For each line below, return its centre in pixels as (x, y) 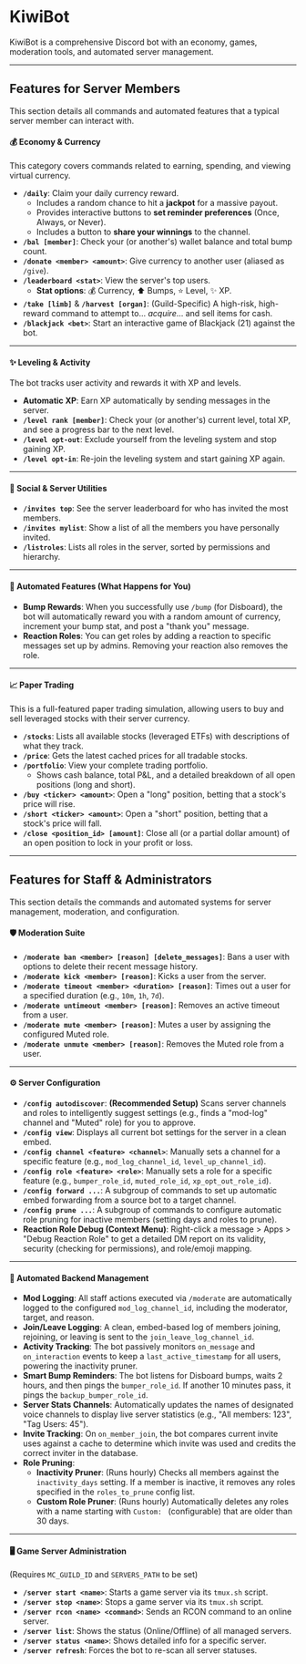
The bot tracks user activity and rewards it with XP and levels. (125, 383)
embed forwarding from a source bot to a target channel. (129, 1200)
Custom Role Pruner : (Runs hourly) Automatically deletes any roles (163, 1502)
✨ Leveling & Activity (50, 362)
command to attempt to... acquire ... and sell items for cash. (162, 313)
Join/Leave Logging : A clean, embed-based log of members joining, (151, 1328)
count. (35, 251)
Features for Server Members (95, 89)
